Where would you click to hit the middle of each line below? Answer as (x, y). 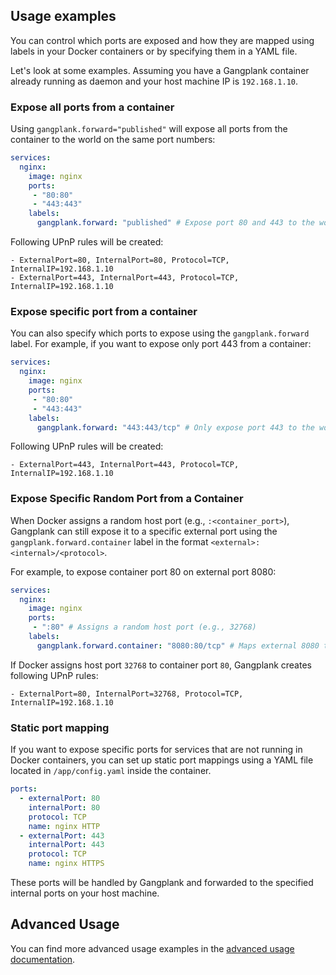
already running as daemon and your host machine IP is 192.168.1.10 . (154, 81)
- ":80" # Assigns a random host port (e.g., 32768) (144, 627)
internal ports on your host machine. (85, 893)
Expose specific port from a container (104, 312)
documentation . (43, 959)
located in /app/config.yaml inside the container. (111, 771)
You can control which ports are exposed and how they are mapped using (162, 40)
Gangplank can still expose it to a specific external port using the (144, 531)
